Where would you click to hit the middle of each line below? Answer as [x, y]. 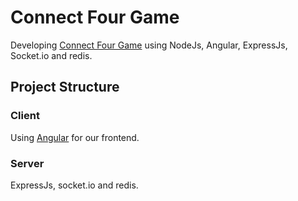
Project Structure [65, 87]
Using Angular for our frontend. [75, 137]
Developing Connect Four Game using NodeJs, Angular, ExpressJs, [149, 45]
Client [25, 116]
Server [27, 163]
